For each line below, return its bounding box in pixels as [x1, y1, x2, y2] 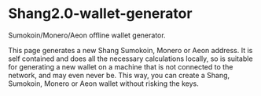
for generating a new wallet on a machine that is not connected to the [8, 62, 233, 71]
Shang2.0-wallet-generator [8, 5, 193, 23]
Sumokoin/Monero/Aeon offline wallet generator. [8, 30, 167, 40]
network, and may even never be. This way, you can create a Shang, [8, 70, 230, 80]
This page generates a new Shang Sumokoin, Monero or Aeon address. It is [8, 45, 253, 55]
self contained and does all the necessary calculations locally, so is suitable [8, 54, 253, 63]
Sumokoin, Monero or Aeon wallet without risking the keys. [8, 79, 199, 88]
